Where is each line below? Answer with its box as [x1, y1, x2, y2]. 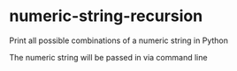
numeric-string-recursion [9, 6, 203, 26]
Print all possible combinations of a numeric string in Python [9, 35, 228, 46]
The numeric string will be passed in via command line [9, 52, 208, 62]
